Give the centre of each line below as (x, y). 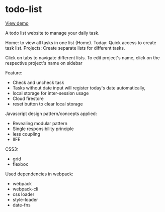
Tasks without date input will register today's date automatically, (79, 88)
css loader (23, 194)
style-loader (25, 199)
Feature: (14, 73)
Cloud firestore (28, 98)
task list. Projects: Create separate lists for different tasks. (65, 48)
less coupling (26, 134)
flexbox (20, 164)
